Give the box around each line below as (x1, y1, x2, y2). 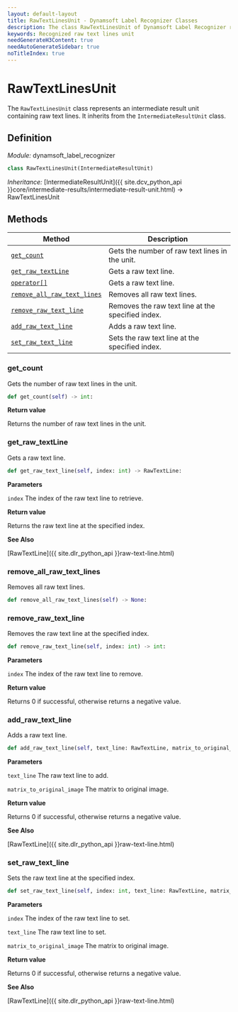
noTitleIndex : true (7, 50, 65, 57)
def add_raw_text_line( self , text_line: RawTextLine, (7, 744, 170, 752)
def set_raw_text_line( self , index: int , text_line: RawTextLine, (7, 888, 208, 895)
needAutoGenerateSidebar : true (7, 43, 100, 50)
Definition (7, 132, 52, 144)
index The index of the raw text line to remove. (7, 670, 143, 678)
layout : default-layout (7, 10, 78, 18)
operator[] (11, 279, 47, 287)
